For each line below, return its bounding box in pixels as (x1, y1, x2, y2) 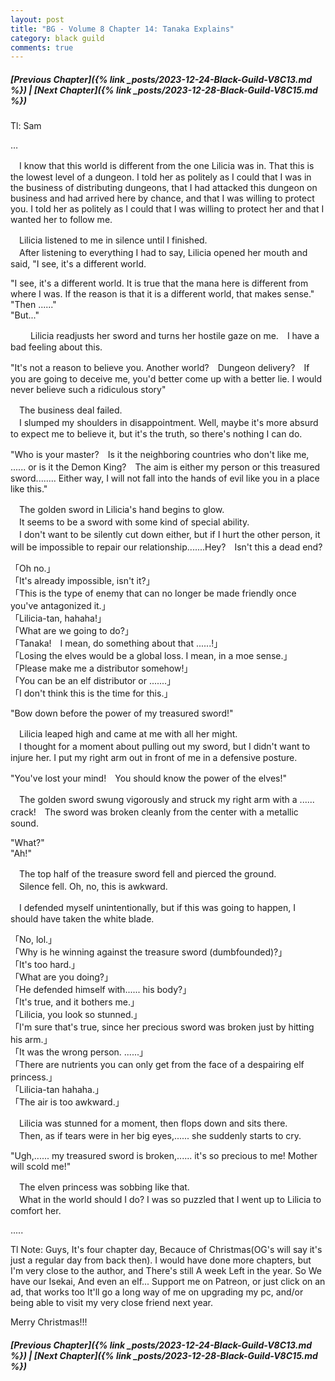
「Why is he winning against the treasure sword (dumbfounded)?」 (10, 946, 288, 958)
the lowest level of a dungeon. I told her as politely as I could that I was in (10, 171, 312, 183)
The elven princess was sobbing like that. (18, 1181, 190, 1193)
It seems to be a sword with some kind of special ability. (18, 516, 250, 528)
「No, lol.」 (10, 934, 58, 946)
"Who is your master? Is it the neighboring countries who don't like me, (10, 449, 310, 461)
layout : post (10, 14, 65, 25)
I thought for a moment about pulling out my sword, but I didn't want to (18, 741, 311, 753)
